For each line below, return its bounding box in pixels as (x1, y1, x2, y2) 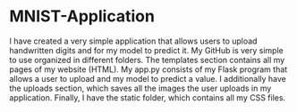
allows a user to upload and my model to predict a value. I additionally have (9, 73, 286, 84)
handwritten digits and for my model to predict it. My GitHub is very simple (9, 44, 284, 55)
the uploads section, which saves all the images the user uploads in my (9, 83, 272, 93)
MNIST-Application (9, 6, 155, 27)
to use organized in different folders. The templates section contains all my (9, 54, 285, 65)
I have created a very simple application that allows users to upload (9, 36, 258, 46)
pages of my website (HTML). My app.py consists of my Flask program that (9, 64, 288, 75)
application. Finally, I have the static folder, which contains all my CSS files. (9, 92, 286, 103)
